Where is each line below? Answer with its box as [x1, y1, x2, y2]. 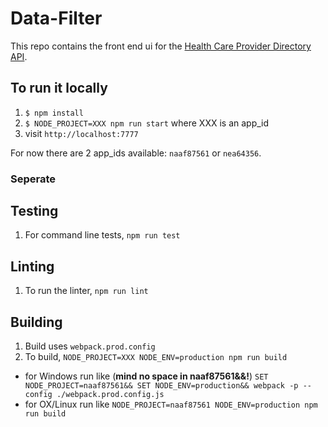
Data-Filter [10, 7, 103, 30]
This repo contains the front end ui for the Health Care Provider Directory [10, 40, 312, 52]
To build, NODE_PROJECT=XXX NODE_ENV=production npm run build [24, 351, 288, 363]
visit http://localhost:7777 [24, 127, 139, 139]
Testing [10, 203, 59, 220]
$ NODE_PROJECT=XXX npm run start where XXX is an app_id [24, 117, 270, 129]
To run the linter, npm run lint [24, 285, 149, 297]
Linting [10, 258, 55, 275]
